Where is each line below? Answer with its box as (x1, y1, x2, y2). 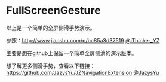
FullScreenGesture (6, 4, 101, 17)
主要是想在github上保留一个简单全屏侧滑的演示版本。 (6, 49, 137, 57)
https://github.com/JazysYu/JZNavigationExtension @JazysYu (6, 69, 159, 76)
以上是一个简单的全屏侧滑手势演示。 (6, 24, 96, 31)
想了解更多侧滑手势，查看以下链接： (6, 62, 96, 69)
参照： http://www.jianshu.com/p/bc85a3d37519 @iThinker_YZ (6, 37, 160, 44)
